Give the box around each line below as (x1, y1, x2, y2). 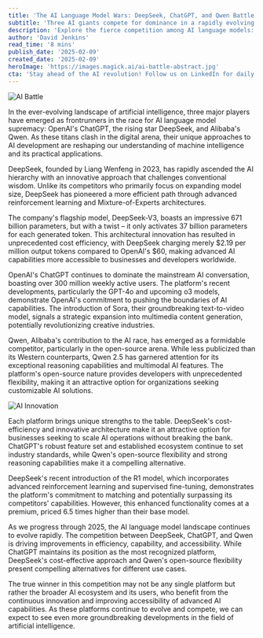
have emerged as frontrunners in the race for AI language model (8, 115, 217, 124)
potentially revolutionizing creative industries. (8, 320, 155, 329)
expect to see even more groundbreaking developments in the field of (8, 612, 234, 622)
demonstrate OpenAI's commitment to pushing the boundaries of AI (8, 295, 228, 304)
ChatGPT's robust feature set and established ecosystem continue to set (8, 441, 243, 451)
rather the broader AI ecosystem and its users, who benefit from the (8, 588, 229, 597)
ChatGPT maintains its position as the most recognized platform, (8, 547, 217, 556)
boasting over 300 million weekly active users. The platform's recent (8, 278, 230, 287)
